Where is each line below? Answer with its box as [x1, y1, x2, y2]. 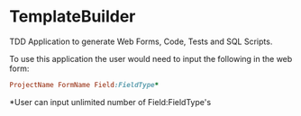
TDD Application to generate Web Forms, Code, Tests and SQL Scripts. [9, 36, 273, 47]
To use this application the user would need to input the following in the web [9, 53, 293, 64]
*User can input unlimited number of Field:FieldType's [9, 96, 212, 107]
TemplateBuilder [9, 6, 136, 27]
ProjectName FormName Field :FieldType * [9, 80, 160, 89]
